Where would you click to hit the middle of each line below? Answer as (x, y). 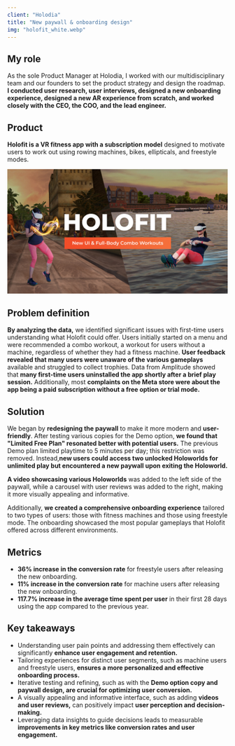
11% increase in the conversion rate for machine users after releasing (119, 584)
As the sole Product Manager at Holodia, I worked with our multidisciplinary (116, 76)
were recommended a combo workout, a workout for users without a (106, 345)
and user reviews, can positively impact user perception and (106, 705)
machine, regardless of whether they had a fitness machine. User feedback (116, 352)
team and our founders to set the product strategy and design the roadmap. (116, 83)
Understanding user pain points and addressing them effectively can (116, 645)
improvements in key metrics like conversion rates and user (106, 727)
